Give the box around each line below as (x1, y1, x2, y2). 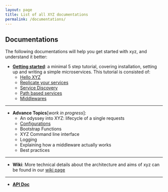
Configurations (19, 121, 51, 127)
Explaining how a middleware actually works (19, 142, 111, 148)
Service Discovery (19, 85, 58, 91)
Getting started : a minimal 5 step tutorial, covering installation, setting (12, 64, 157, 70)
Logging (19, 136, 37, 143)
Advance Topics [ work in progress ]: (12, 110, 86, 116)
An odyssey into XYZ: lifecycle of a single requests (19, 115, 125, 121)
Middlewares (19, 96, 46, 102)
